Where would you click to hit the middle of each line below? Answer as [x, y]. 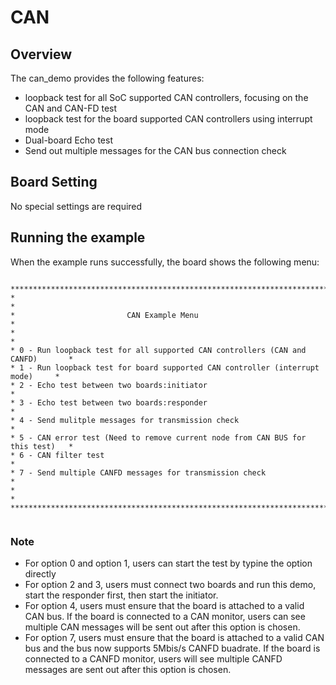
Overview [41, 54]
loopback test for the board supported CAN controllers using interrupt [168, 119]
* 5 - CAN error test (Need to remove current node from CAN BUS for [158, 437]
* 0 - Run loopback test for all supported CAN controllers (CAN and [158, 350]
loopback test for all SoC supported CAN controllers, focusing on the [166, 97]
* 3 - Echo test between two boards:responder [109, 402]
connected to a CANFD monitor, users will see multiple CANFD [153, 658]
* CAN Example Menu [104, 315]
